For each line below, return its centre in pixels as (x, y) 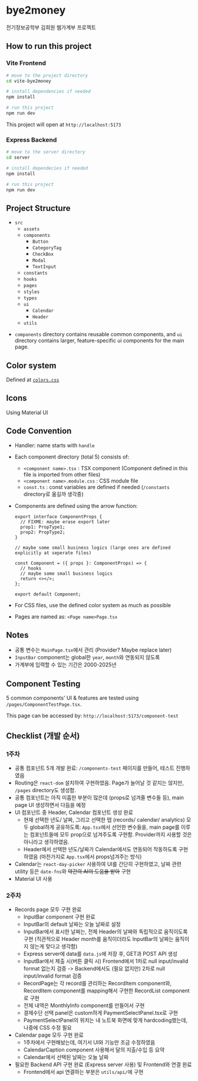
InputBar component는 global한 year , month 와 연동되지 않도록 (87, 657)
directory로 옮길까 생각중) (54, 494)
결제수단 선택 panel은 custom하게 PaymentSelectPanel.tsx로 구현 (101, 1013)
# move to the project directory (47, 75)
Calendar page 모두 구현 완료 (49, 1035)
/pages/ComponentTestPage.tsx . (44, 704)
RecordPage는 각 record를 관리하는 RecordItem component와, (98, 984)
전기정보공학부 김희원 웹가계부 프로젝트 (51, 27)
